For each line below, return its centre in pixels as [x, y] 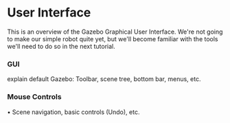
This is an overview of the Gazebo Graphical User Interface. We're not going [115, 32]
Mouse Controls [34, 97]
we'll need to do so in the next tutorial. [61, 46]
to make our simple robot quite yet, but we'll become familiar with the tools [113, 38]
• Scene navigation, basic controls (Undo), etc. [73, 112]
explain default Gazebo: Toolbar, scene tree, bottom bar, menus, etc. [104, 79]
